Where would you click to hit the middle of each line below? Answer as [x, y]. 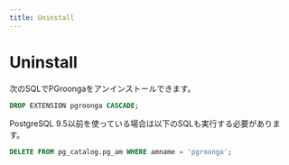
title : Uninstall [42, 18]
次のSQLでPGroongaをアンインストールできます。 [103, 88]
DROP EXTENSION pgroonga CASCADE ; [75, 105]
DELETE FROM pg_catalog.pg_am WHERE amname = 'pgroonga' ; [121, 152]
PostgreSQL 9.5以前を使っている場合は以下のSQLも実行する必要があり [141, 124]
